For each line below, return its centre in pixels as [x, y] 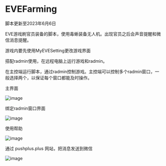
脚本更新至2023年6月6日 [30, 23]
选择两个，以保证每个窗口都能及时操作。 [51, 78]
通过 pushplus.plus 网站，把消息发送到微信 [49, 148]
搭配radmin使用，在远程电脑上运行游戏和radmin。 [56, 61]
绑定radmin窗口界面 [25, 108]
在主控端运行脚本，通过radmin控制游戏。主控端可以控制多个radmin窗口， [80, 71]
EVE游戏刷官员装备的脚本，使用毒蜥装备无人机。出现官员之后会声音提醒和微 [83, 34]
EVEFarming [31, 9]
